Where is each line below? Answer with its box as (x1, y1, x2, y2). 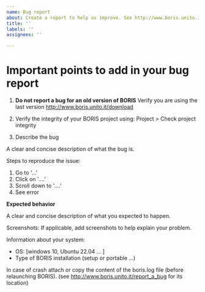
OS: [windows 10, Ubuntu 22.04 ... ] (15, 248, 105, 255)
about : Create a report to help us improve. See (6, 15, 132, 21)
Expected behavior (6, 200, 56, 208)
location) (6, 279, 29, 286)
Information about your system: (6, 236, 85, 244)
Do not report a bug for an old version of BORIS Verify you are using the (15, 97, 198, 104)
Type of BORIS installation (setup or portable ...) (15, 255, 136, 262)
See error (15, 189, 40, 196)
